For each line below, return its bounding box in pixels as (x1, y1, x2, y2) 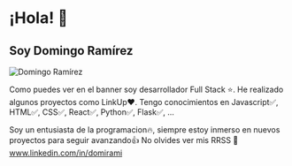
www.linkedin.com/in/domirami (9, 147, 123, 158)
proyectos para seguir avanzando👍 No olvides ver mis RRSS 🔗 (9, 135, 239, 145)
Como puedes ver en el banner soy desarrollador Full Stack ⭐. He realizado (9, 84, 284, 94)
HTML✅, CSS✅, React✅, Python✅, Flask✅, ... (9, 107, 175, 117)
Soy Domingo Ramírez (9, 43, 134, 58)
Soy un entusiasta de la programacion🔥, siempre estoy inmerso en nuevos (9, 124, 280, 135)
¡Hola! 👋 (9, 8, 68, 28)
